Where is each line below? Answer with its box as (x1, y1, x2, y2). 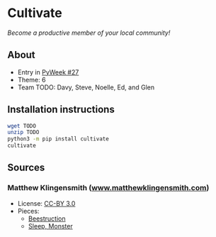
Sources (7, 162, 45, 174)
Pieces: (17, 206, 40, 215)
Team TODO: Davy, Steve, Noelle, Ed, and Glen (17, 83, 154, 92)
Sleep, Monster (28, 221, 73, 230)
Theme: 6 (17, 75, 46, 84)
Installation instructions (7, 104, 115, 116)
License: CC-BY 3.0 (17, 199, 76, 207)
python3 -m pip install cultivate (7, 136, 110, 143)
